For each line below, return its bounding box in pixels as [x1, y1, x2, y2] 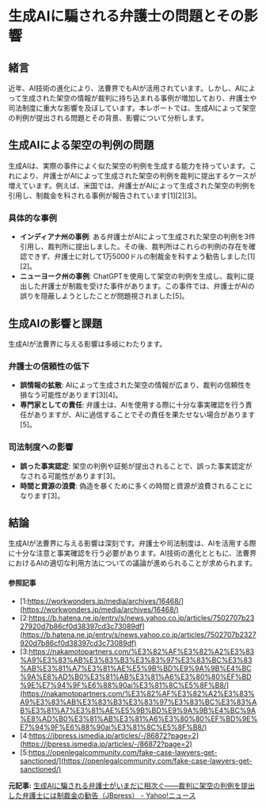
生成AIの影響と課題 [8, 317, 103, 330]
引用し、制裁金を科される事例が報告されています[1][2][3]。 [8, 191, 202, 200]
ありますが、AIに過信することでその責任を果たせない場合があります [33, 410, 256, 419]
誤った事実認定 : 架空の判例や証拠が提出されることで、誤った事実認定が [19, 461, 253, 471]
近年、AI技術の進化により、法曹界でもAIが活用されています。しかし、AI [8, 84, 242, 93]
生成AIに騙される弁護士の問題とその [8, 7, 244, 25]
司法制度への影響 [8, 442, 74, 453]
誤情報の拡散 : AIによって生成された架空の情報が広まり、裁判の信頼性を [19, 381, 252, 390]
